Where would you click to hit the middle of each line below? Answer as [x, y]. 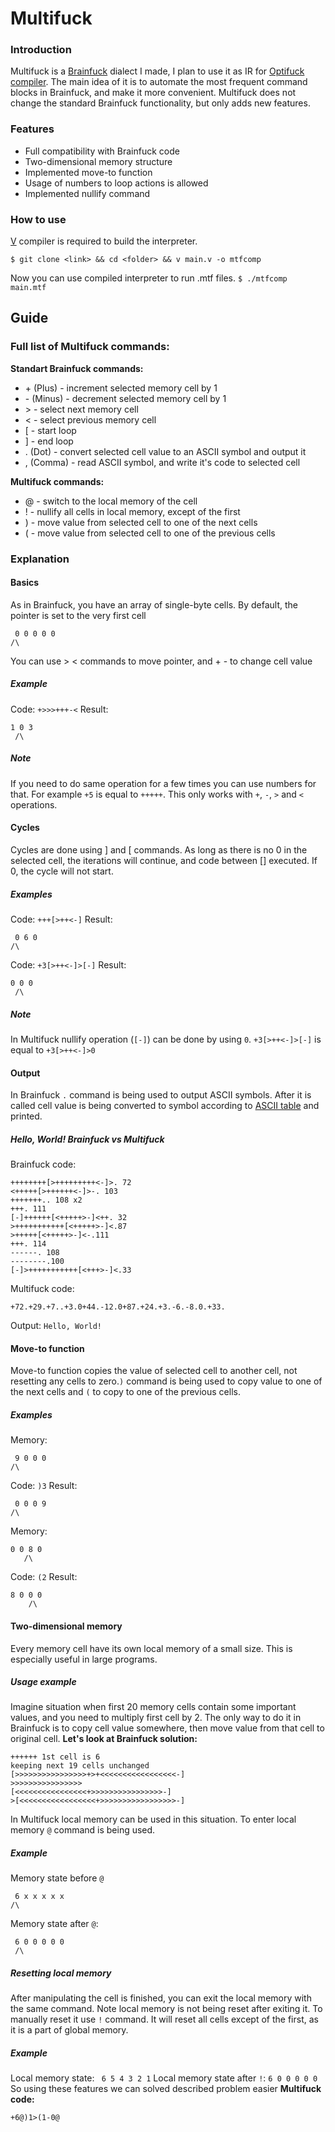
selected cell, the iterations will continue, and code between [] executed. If [164, 861]
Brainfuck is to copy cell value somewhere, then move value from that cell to [167, 1728]
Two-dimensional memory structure [98, 161]
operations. [34, 804]
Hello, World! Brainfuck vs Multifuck [87, 1139]
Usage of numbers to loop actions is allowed [116, 183]
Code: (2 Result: [44, 1577]
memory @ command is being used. [83, 1830]
